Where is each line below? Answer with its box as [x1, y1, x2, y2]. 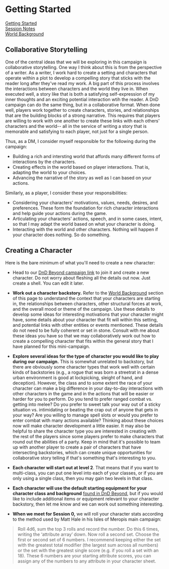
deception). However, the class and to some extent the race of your [12, 380, 152, 386]
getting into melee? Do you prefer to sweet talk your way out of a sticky [12, 401, 161, 407]
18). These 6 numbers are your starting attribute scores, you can [17, 552, 151, 558]
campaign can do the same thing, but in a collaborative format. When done [5, 102, 160, 108]
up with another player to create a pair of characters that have [12, 444, 141, 450]
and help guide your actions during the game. [12, 210, 107, 216]
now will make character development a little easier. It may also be [12, 422, 150, 429]
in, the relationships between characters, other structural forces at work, [12, 301, 163, 307]
